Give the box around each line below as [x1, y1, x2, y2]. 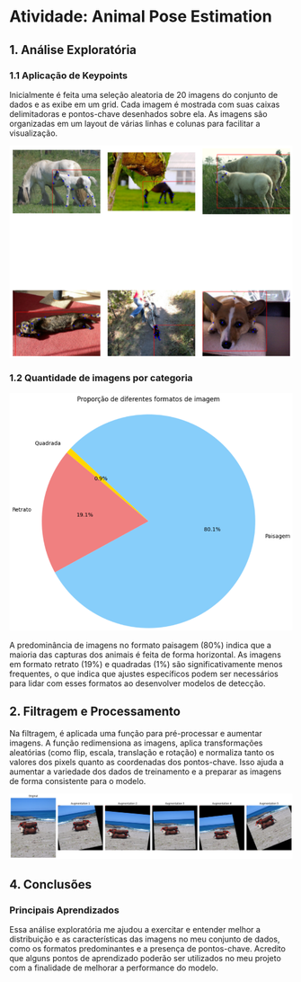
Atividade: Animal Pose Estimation [9, 6, 272, 27]
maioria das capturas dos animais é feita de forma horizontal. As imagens [9, 649, 281, 660]
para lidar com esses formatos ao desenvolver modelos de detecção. [9, 677, 266, 689]
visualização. [9, 128, 58, 138]
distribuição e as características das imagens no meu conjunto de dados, [9, 933, 280, 945]
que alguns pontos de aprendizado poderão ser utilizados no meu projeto [9, 953, 281, 964]
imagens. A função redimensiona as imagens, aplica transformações [9, 737, 263, 748]
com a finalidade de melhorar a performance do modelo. [9, 962, 218, 973]
